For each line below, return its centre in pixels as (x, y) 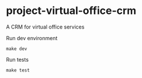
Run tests (18, 59)
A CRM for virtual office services (45, 27)
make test (18, 70)
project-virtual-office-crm (71, 11)
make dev (17, 49)
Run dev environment (32, 38)
